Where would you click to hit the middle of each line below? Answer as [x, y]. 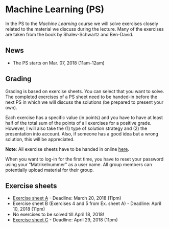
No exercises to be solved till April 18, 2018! [58, 214]
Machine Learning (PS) [55, 9]
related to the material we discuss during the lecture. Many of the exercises [85, 29]
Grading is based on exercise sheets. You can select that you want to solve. [85, 91]
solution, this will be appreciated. [40, 139]
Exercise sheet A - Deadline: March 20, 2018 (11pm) [67, 198]
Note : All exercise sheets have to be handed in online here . [67, 149]
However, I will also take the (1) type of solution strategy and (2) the [76, 128]
